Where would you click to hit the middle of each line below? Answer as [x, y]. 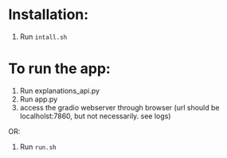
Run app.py [39, 99]
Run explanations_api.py [60, 91]
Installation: [49, 15]
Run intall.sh [43, 37]
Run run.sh [38, 146]
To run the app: [60, 69]
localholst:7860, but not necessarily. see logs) [95, 116]
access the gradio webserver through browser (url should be [119, 107]
